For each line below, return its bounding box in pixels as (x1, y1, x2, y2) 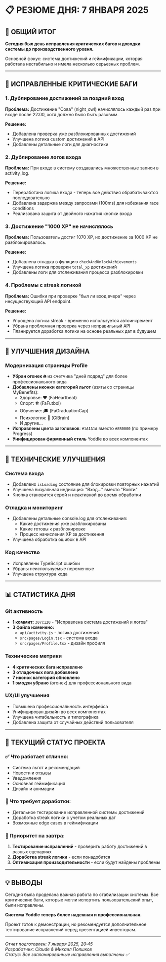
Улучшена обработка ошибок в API (12, 536, 86, 542)
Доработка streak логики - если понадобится (12, 854, 110, 860)
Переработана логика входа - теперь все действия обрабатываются (12, 189, 158, 195)
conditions (12, 205, 34, 211)
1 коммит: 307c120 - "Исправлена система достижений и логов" (12, 619, 148, 625)
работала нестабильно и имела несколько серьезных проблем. (5, 61, 140, 67)
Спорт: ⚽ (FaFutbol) (19, 400, 61, 406)
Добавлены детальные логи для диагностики (12, 141, 109, 147)
